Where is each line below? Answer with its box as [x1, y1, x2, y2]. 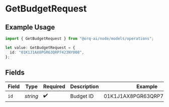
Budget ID [70, 92, 94, 99]
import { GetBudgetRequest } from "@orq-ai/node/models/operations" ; [5, 36, 154, 41]
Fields [5, 68, 25, 76]
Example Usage [5, 23, 55, 31]
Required [43, 83, 65, 90]
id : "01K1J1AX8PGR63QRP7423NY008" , [10, 49, 84, 55]
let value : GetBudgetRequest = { [5, 45, 75, 50]
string [24, 92, 39, 99]
